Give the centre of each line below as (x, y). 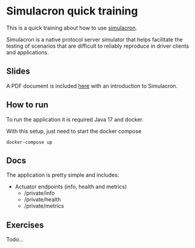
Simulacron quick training (72, 11)
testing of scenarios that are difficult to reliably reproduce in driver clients (97, 46)
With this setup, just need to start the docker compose (74, 131)
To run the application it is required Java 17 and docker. (75, 119)
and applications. (28, 52)
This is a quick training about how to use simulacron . (72, 28)
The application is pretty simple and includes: (63, 175)
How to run (27, 105)
